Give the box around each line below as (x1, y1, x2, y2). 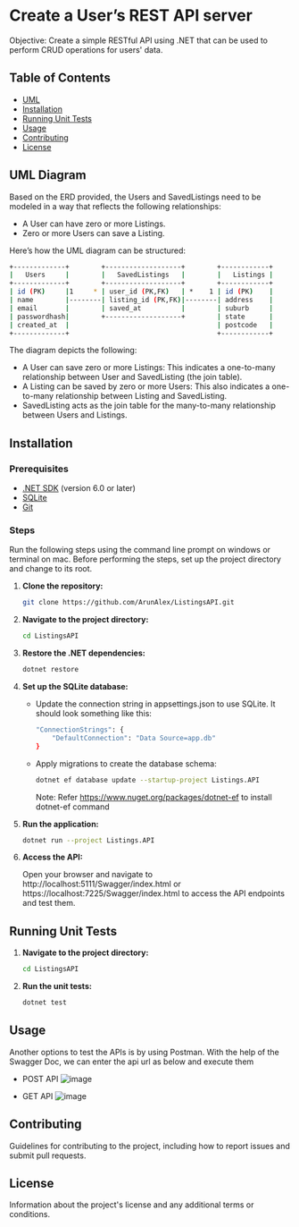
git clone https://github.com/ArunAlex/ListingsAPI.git (21, 598, 235, 607)
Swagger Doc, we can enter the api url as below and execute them (9, 1056, 254, 1067)
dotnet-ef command (35, 801, 110, 812)
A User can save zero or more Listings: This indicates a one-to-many (21, 362, 276, 373)
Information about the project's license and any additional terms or (9, 1199, 254, 1210)
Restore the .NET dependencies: (21, 647, 145, 658)
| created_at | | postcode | (9, 320, 274, 329)
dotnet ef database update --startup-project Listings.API (35, 775, 261, 784)
